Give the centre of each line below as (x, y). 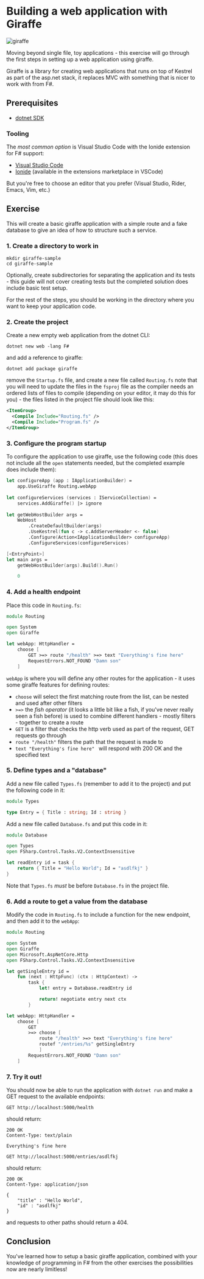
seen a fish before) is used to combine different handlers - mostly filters (105, 716)
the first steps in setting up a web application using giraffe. (80, 59)
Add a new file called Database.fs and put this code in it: (77, 824)
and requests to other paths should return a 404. (68, 1222)
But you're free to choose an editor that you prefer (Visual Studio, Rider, (96, 183)
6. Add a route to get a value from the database (77, 901)
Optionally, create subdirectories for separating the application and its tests (101, 275)
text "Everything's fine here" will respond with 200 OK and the (99, 748)
